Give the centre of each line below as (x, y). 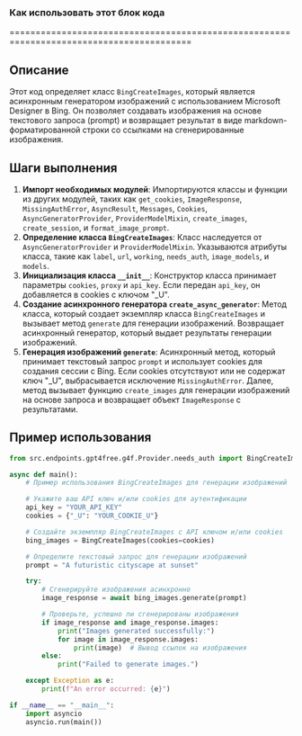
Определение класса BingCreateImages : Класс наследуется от (142, 237)
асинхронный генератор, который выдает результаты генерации (147, 332)
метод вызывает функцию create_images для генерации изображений (156, 390)
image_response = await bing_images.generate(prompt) (144, 598)
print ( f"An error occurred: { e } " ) (106, 689)
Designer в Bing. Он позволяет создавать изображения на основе (136, 111)
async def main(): (44, 474)
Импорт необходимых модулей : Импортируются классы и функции (155, 189)
